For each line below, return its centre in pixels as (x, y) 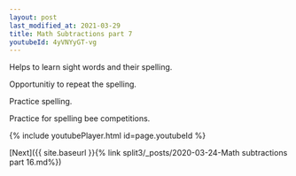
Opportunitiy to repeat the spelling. (73, 84)
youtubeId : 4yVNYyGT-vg (53, 42)
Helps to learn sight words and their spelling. (91, 67)
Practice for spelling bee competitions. (80, 119)
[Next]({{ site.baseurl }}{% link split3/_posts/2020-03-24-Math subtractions (148, 153)
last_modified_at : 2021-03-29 (65, 26)
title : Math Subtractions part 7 (71, 34)
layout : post (33, 17)
